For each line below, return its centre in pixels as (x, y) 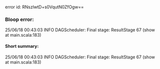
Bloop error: (19, 19)
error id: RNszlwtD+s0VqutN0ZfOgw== (44, 7)
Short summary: (22, 46)
